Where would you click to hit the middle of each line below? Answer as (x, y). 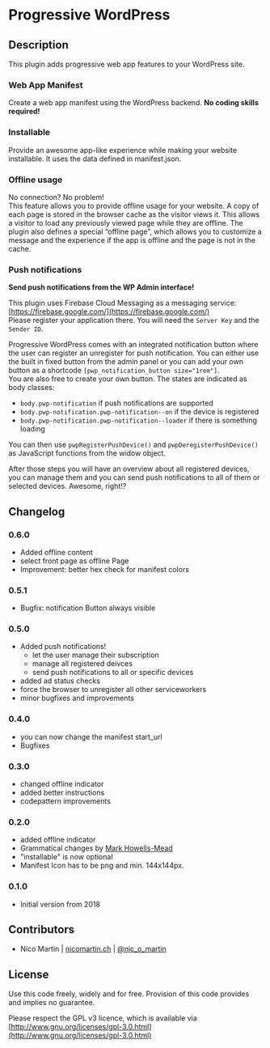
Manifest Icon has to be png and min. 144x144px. (102, 866)
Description (38, 45)
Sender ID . (26, 329)
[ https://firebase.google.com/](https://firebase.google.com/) (109, 312)
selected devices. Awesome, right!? (67, 486)
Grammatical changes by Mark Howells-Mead (97, 848)
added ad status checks (60, 681)
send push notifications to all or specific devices (113, 673)
